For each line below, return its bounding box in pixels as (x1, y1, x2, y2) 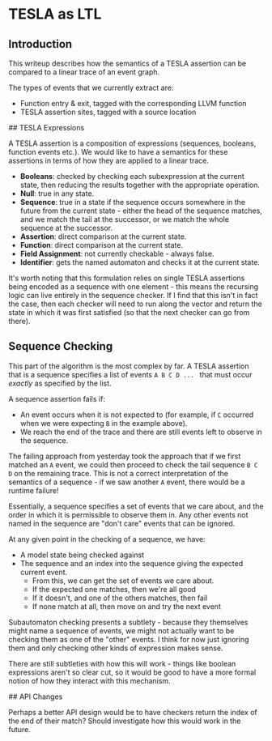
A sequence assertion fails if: (8, 394, 105, 403)
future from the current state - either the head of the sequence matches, (19, 206, 263, 215)
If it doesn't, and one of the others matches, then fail (32, 593, 208, 603)
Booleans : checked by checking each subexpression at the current (19, 172, 244, 181)
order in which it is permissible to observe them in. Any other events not (8, 509, 249, 519)
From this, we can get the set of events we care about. (32, 576, 215, 586)
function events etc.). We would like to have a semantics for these (8, 147, 228, 156)
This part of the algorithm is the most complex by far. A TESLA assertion (8, 361, 249, 371)
